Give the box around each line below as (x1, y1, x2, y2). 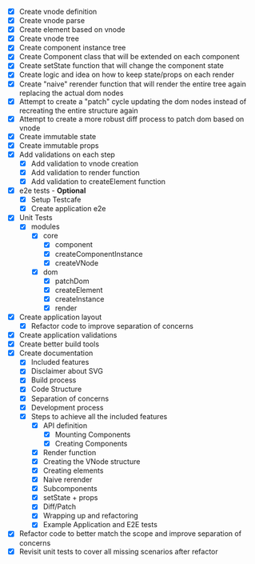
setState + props (42, 493, 98, 502)
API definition (42, 420, 88, 430)
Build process (30, 375, 77, 385)
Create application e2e (30, 204, 106, 214)
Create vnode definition (18, 7, 98, 16)
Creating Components (54, 438, 128, 448)
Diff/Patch (42, 502, 77, 511)
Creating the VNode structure (42, 456, 141, 466)
